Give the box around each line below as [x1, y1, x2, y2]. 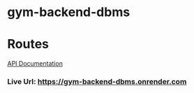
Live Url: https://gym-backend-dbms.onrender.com [7, 77, 187, 87]
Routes [7, 36, 49, 52]
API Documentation [7, 59, 63, 68]
